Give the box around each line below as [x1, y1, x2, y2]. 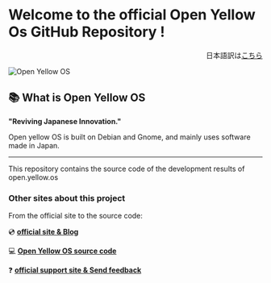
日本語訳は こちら [206, 50, 263, 60]
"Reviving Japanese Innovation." [8, 116, 122, 126]
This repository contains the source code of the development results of [8, 164, 245, 173]
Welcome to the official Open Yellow [8, 6, 256, 24]
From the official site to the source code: [8, 211, 144, 221]
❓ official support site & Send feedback [8, 265, 142, 275]
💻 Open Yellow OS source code [8, 246, 117, 256]
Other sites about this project [8, 192, 126, 203]
